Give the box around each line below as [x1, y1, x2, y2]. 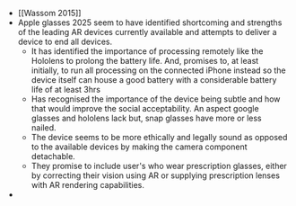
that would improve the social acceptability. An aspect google [30, 103, 259, 113]
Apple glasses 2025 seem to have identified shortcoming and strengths [17, 17, 283, 28]
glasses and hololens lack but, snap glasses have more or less [30, 112, 262, 123]
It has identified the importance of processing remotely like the [30, 46, 264, 57]
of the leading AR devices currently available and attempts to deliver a [17, 27, 277, 37]
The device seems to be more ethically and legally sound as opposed [30, 132, 288, 142]
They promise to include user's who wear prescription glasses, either [30, 161, 287, 171]
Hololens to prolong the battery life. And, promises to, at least [30, 56, 259, 66]
